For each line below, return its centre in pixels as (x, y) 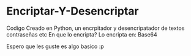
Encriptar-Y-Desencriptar (73, 11)
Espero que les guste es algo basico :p (55, 46)
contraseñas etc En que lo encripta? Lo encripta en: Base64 (82, 34)
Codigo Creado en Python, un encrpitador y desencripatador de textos (95, 28)
